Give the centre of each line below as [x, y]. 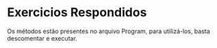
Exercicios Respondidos [77, 13]
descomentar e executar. [42, 38]
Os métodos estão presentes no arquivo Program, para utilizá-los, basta [108, 31]
